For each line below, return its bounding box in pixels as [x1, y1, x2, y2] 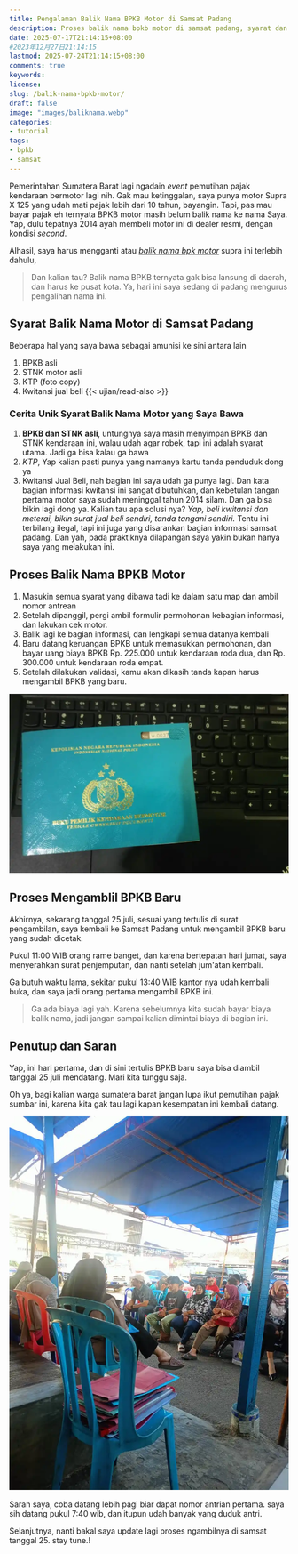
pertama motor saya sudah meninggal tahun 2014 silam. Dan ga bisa [21, 494, 273, 504]
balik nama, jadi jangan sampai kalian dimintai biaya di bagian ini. [30, 1012, 269, 1023]
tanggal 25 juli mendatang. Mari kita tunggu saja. [9, 1072, 188, 1083]
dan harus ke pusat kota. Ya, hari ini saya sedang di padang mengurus [30, 281, 288, 292]
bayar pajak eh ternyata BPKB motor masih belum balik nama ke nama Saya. [9, 209, 288, 220]
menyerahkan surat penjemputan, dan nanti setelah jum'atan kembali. [9, 959, 263, 970]
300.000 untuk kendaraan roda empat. [21, 656, 164, 667]
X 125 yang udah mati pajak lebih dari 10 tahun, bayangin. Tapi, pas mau [9, 199, 273, 210]
